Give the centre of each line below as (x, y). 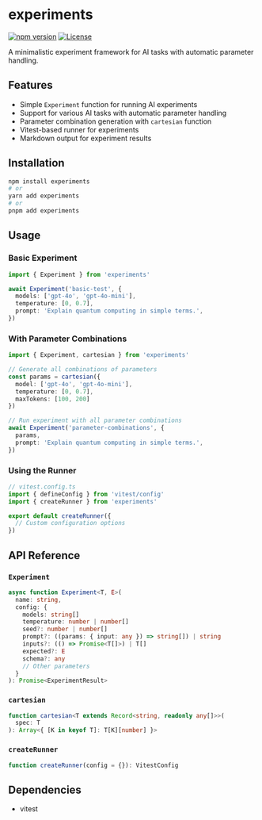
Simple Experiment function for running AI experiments (108, 104)
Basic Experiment (43, 258)
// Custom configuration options (70, 523)
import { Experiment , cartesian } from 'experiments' (99, 355)
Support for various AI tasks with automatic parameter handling (123, 113)
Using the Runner (42, 470)
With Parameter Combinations (68, 339)
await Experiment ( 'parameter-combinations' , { (86, 428)
